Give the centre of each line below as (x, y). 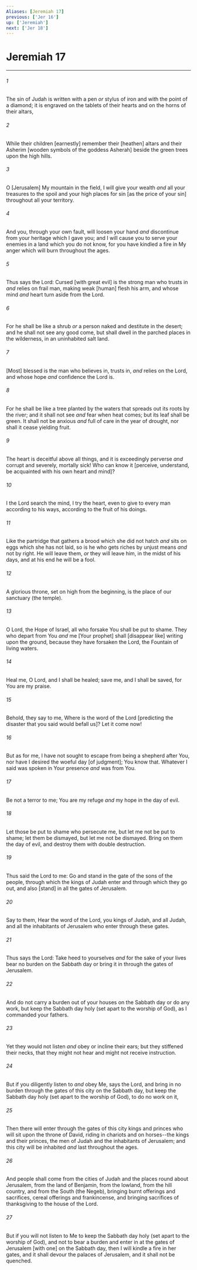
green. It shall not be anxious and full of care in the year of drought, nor (92, 421)
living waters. (22, 648)
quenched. (19, 1261)
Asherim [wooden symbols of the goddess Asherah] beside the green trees (97, 149)
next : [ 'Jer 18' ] (27, 28)
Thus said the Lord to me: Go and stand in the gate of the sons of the (89, 876)
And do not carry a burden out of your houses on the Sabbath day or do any (98, 1002)
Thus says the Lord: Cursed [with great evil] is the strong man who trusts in (97, 282)
